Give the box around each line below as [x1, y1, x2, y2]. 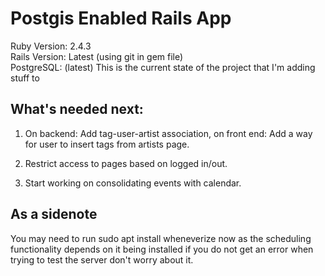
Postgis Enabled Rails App [10, 7, 232, 30]
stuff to [10, 72, 40, 84]
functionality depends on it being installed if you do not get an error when [10, 243, 314, 255]
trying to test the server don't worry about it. [10, 253, 194, 266]
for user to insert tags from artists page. [24, 138, 190, 150]
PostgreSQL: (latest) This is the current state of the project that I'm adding [10, 61, 316, 73]
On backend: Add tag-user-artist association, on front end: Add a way [24, 127, 313, 139]
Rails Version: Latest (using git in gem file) [10, 50, 184, 62]
